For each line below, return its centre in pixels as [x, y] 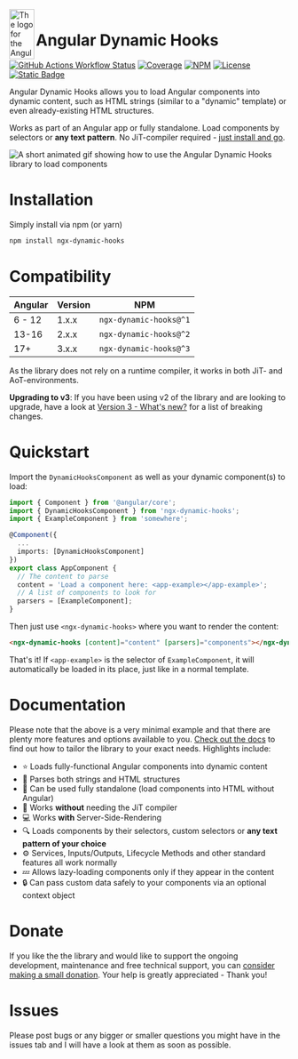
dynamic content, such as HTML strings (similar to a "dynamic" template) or [148, 100]
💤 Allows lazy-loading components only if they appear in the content [148, 871]
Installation [51, 200]
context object [48, 895]
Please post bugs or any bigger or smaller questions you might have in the [145, 1035]
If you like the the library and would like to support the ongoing [124, 956]
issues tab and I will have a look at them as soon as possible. [120, 1045]
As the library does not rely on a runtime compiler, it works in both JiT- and [146, 370]
